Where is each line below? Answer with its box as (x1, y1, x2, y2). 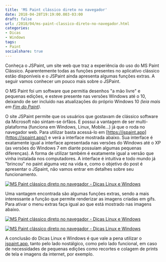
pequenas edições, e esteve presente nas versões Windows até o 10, (5, 93, 146, 99)
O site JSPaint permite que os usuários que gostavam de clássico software (5, 113, 159, 119)
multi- (135, 119, 148, 125)
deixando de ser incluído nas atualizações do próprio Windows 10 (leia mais (5, 98, 161, 104)
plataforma (5, 124, 28, 130)
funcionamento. (5, 171, 38, 177)
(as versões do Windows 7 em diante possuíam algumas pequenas (5, 145, 142, 151)
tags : (5, 40, 16, 45)
